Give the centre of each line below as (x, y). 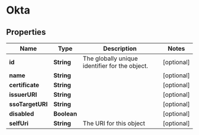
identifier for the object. (115, 66)
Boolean (65, 114)
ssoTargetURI (28, 104)
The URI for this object (114, 123)
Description (120, 49)
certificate (24, 85)
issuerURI (23, 95)
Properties (26, 32)
